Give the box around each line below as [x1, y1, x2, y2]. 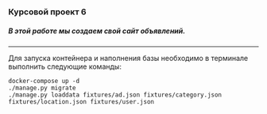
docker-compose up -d [8, 77, 80, 85]
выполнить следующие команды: [8, 62, 122, 71]
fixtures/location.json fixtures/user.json [8, 97, 155, 105]
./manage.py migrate [8, 84, 77, 92]
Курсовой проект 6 [8, 6, 87, 17]
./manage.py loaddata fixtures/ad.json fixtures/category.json [8, 90, 222, 99]
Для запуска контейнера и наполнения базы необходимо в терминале [8, 53, 249, 63]
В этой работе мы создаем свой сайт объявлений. [8, 26, 186, 36]
